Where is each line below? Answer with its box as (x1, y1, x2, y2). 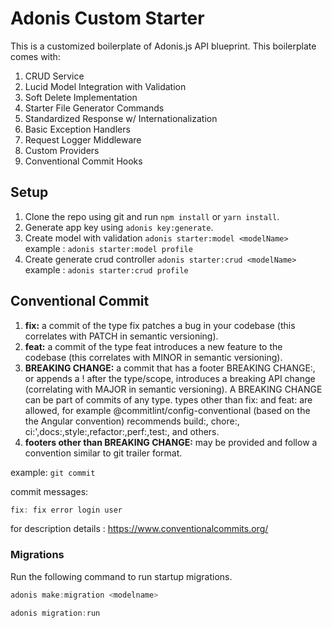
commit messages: (10, 485, 89, 497)
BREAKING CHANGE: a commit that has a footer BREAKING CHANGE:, (24, 362, 316, 374)
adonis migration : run (10, 608, 101, 618)
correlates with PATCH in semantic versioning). (24, 330, 219, 342)
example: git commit (10, 466, 96, 478)
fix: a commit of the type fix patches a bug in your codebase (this (24, 319, 296, 331)
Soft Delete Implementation (24, 91, 138, 103)
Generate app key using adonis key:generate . (24, 221, 214, 233)
